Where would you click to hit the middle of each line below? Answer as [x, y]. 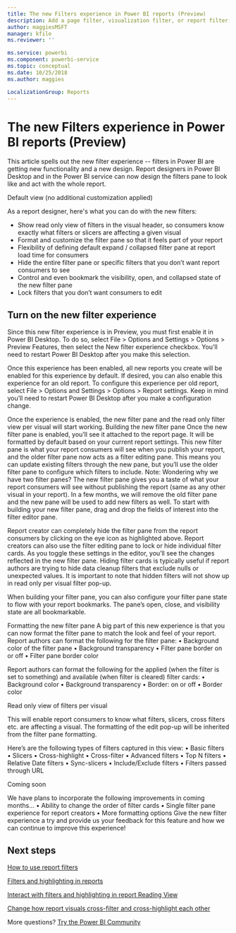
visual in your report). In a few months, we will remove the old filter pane [112, 495]
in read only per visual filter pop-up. [60, 583]
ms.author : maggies [36, 79]
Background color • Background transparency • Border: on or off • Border [115, 685]
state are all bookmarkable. [47, 612]
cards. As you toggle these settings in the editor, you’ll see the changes [111, 553]
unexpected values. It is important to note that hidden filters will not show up [118, 576]
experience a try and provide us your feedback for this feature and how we [116, 821]
